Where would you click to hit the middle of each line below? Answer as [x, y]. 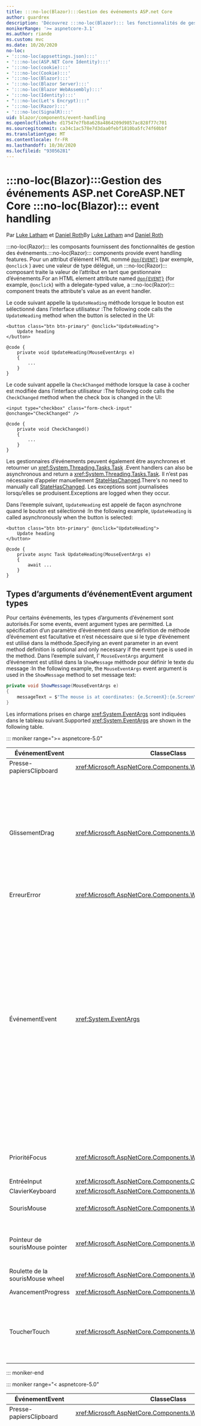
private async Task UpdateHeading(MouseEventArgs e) [84, 555]
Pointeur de [25, 1239]
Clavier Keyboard [33, 1191]
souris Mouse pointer [38, 1247]
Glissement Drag [32, 832]
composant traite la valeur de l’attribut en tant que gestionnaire [84, 272]
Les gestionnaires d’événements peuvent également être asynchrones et [96, 461]
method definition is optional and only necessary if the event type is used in [100, 649]
